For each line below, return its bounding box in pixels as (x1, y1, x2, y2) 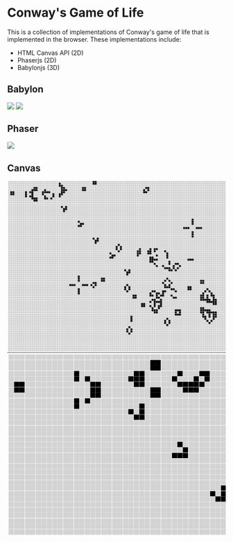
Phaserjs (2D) (17, 56, 57, 64)
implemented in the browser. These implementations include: (7, 35, 182, 43)
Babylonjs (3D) (17, 63, 60, 71)
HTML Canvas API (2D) (17, 49, 85, 57)
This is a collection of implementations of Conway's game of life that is (7, 28, 209, 36)
